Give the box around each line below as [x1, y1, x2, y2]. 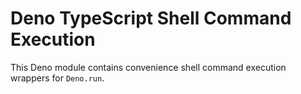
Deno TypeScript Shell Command [10, 7, 292, 30]
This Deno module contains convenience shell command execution [10, 61, 287, 73]
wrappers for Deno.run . [10, 72, 105, 84]
